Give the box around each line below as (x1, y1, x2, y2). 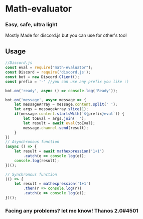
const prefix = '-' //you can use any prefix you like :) (5, 79, 129, 84)
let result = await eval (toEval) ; (23, 120, 95, 126)
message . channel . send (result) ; (23, 125, 89, 130)
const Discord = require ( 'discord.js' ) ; (5, 70, 91, 75)
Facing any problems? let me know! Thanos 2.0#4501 (5, 207, 139, 214)
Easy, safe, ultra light (5, 21, 58, 28)
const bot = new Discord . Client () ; (5, 74, 80, 80)
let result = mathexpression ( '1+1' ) (14, 181, 91, 186)
